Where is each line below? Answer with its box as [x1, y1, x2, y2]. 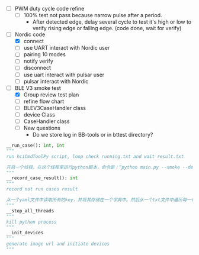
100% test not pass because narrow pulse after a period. [23, 12, 162, 19]
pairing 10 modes [23, 51, 66, 58]
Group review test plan [23, 91, 79, 98]
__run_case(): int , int [6, 143, 65, 149]
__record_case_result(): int [6, 175, 78, 181]
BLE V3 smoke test [14, 84, 61, 91]
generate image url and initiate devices [6, 241, 110, 247]
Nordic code [14, 31, 46, 38]
